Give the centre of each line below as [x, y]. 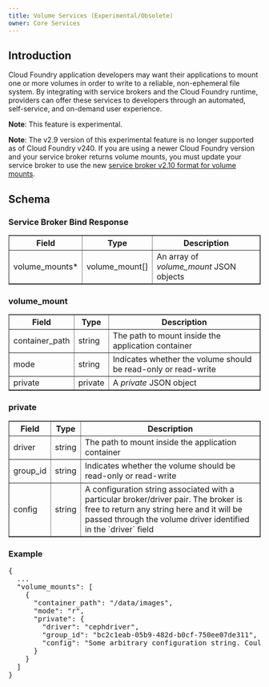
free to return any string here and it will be [163, 509]
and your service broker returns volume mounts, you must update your [125, 157]
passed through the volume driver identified [167, 519]
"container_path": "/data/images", [103, 603]
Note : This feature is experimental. [65, 124]
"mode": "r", [59, 611]
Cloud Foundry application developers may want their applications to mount [133, 75]
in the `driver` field [119, 529]
